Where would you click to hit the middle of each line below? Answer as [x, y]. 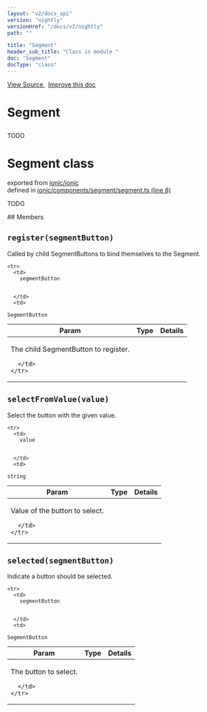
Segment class [51, 164]
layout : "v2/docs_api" [40, 14]
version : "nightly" [35, 20]
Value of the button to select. [57, 510]
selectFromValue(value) [58, 399]
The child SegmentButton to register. [70, 349]
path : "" [20, 33]
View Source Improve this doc [52, 84]
